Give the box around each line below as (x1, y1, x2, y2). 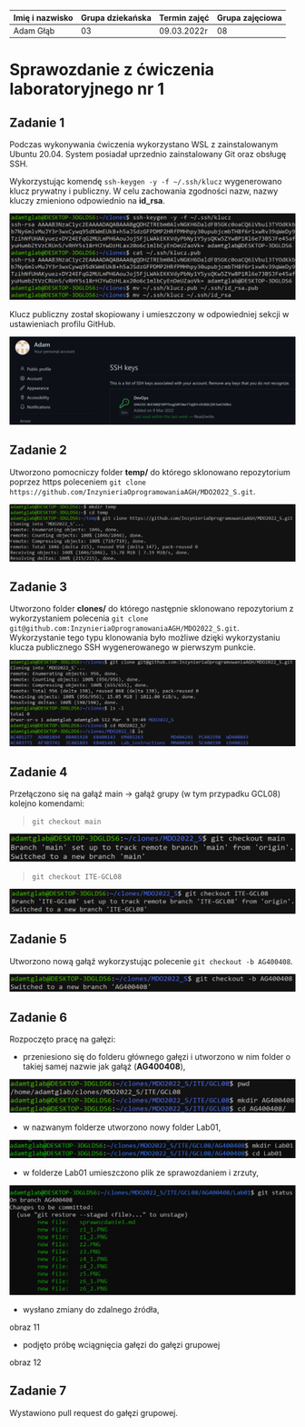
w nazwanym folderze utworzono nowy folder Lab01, (22, 1122, 221, 1133)
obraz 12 (9, 1356, 42, 1368)
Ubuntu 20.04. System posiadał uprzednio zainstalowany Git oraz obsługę (9, 149, 287, 160)
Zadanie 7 (9, 1383, 67, 1399)
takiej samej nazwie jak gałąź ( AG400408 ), (22, 1061, 186, 1072)
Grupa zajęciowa (216, 12, 283, 23)
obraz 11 (9, 1322, 41, 1332)
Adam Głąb (13, 25, 55, 36)
